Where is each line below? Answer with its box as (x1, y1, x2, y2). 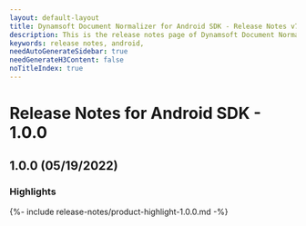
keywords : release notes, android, (9, 38, 145, 48)
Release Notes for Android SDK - (9, 103, 261, 123)
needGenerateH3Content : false (9, 55, 125, 64)
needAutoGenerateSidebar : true (9, 47, 128, 56)
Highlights (9, 185, 56, 198)
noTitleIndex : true (9, 64, 84, 74)
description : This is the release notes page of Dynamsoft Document (9, 30, 275, 39)
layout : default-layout (9, 13, 100, 23)
